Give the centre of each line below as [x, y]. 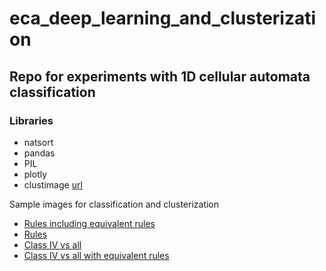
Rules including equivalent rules [89, 223]
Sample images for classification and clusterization [114, 204]
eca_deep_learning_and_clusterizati [163, 18]
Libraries [31, 120]
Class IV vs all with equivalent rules [96, 255]
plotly [35, 174]
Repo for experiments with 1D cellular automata [160, 76]
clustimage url [53, 184]
